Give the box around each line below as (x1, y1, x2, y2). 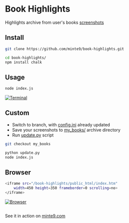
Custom (5, 109, 29, 117)
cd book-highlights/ (5, 55, 47, 60)
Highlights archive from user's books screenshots (5, 19, 104, 25)
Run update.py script (12, 132, 54, 138)
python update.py (5, 150, 40, 155)
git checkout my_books (5, 141, 51, 146)
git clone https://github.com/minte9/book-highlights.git (5, 46, 124, 51)
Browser (5, 168, 31, 176)
